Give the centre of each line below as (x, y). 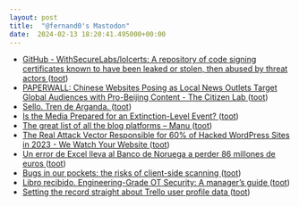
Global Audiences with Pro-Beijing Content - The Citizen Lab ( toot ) (145, 97)
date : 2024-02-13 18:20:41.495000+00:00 (88, 34)
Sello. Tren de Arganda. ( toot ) (77, 107)
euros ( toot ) (44, 164)
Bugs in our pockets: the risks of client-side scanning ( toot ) (132, 173)
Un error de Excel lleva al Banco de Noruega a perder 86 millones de (149, 154)
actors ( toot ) (45, 78)
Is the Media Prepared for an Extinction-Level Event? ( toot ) (130, 116)
